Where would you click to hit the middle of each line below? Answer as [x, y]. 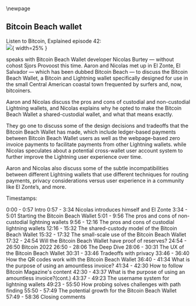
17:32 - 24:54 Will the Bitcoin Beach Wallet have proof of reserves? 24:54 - [97, 240]
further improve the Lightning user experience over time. [74, 157]
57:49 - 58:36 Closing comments [46, 297]
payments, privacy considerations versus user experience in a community [95, 181]
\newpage [18, 8]
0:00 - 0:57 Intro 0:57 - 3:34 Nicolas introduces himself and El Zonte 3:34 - [97, 209]
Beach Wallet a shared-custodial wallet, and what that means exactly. [90, 114]
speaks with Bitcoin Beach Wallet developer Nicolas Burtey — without [90, 59]
